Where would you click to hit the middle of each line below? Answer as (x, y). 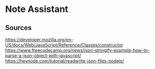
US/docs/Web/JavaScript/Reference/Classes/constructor (64, 45)
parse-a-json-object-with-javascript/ (43, 55)
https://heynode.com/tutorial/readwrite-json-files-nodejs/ (64, 61)
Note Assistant (37, 9)
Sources (18, 28)
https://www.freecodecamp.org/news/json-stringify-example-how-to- (77, 50)
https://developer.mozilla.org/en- (39, 39)
